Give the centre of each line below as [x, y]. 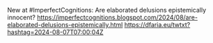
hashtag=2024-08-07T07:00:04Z [55, 32]
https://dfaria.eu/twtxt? [157, 25]
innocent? [22, 17]
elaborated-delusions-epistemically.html [65, 25]
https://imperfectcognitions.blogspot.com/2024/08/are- [118, 17]
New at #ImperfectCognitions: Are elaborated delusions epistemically [107, 10]
